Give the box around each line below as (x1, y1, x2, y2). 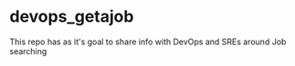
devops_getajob (9, 6, 134, 27)
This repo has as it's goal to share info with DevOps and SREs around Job (9, 36, 287, 47)
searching (9, 45, 47, 56)
